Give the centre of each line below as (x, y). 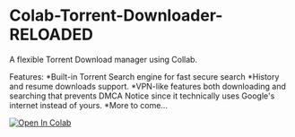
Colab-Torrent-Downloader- (116, 16)
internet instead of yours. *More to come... (89, 105)
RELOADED (52, 34)
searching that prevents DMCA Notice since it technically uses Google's (142, 96)
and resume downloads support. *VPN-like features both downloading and (148, 86)
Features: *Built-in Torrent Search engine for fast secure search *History (144, 76)
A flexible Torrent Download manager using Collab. (104, 59)
